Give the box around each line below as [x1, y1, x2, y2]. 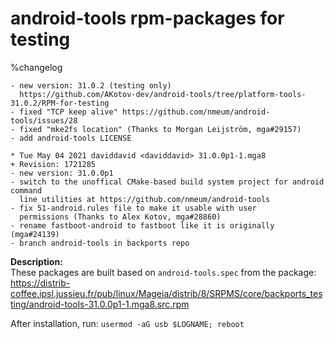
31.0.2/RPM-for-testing [10, 98, 110, 108]
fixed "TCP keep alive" [19, 107, 118, 117]
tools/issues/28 [10, 115, 78, 126]
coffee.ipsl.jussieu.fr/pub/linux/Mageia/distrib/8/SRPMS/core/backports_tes [10, 287, 323, 299]
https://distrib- [10, 277, 71, 289]
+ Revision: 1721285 [10, 159, 97, 169]
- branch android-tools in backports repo [10, 238, 190, 248]
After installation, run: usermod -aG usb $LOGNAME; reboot [10, 317, 245, 329]
